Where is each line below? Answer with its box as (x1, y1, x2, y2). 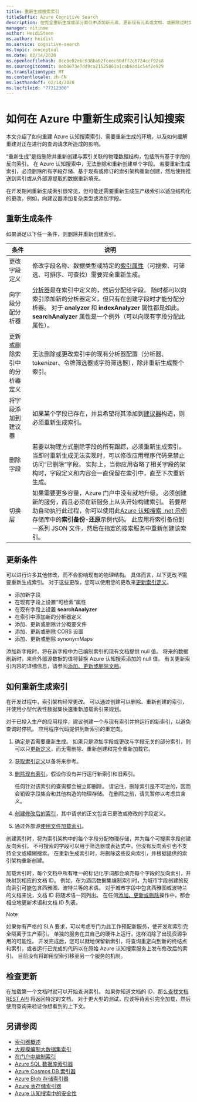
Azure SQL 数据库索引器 (14, 1060, 73, 1067)
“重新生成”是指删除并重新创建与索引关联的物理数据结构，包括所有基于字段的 (6, 152, 191, 159)
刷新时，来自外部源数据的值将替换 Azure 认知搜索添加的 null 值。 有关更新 (6, 655, 185, 662)
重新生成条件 (6, 214, 53, 224)
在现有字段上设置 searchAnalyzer (14, 606, 97, 613)
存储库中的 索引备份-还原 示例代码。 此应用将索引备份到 (32, 515, 185, 524)
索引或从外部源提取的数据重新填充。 (16, 175, 104, 182)
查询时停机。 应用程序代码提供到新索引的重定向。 (6, 725, 126, 733)
